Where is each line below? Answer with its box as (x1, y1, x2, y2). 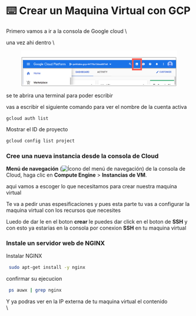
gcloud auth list (6, 115, 49, 121)
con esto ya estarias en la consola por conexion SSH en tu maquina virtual (6, 224, 187, 232)
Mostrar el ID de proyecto (6, 126, 68, 132)
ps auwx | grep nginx (8, 287, 62, 294)
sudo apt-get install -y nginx (8, 265, 85, 271)
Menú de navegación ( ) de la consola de (6, 165, 185, 172)
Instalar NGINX (6, 252, 42, 260)
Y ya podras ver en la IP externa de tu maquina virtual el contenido (6, 298, 168, 305)
